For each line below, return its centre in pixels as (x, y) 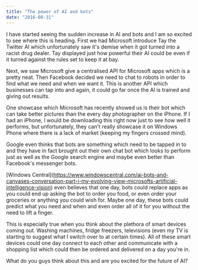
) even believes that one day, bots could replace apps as (119, 187)
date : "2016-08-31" (30, 17)
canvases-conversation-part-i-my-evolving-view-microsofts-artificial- (92, 181)
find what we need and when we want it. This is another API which (87, 83)
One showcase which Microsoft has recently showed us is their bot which (96, 107)
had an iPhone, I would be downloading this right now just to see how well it (98, 120)
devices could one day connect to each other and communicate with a (92, 243)
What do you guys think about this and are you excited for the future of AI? (97, 261)
